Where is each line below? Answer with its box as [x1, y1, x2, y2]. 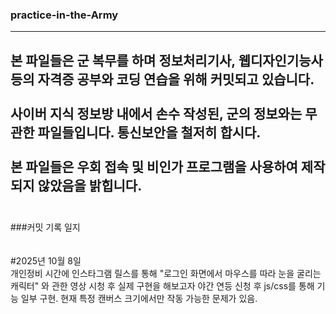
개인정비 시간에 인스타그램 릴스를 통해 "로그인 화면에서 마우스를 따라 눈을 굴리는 [10, 268, 322, 280]
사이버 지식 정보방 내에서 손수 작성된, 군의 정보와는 [10, 105, 303, 122]
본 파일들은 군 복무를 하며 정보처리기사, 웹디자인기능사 [10, 52, 323, 69]
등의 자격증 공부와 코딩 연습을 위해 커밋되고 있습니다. [10, 71, 315, 88]
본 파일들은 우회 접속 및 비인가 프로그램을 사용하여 [10, 158, 298, 175]
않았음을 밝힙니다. [37, 177, 143, 194]
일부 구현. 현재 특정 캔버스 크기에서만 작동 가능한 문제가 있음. [20, 293, 258, 305]
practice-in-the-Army [10, 8, 119, 22]
